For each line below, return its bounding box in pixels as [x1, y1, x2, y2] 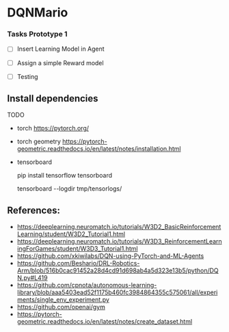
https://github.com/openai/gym [16, 303, 106, 311]
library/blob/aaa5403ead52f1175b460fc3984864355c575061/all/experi [16, 288, 218, 296]
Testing [16, 72, 39, 80]
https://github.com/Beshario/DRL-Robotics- [16, 259, 140, 268]
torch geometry [16, 137, 62, 145]
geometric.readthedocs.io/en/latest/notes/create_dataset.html [16, 318, 193, 326]
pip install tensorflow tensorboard [16, 171, 113, 180]
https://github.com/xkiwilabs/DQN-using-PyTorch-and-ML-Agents [16, 252, 204, 260]
